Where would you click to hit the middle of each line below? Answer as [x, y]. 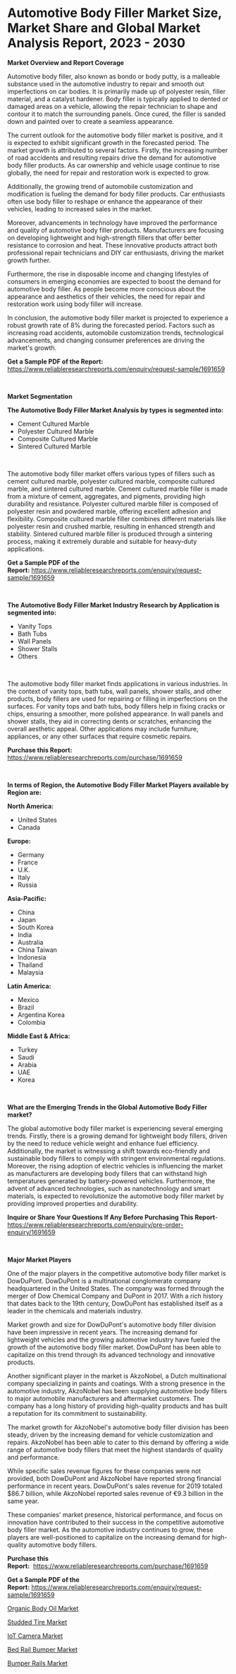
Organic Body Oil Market [43, 1608]
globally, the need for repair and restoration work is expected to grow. [108, 173]
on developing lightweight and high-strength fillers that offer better [105, 238]
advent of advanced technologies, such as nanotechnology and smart [109, 1188]
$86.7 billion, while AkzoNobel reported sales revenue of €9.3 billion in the [116, 1493]
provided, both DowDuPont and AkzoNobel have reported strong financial [114, 1478]
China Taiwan [37, 950]
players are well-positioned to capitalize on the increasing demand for [109, 1537]
